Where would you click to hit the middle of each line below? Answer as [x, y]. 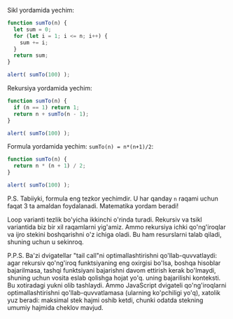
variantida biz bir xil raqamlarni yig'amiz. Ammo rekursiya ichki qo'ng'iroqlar [116, 226]
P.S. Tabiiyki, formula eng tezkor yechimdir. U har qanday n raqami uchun [113, 198]
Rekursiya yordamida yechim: [50, 88]
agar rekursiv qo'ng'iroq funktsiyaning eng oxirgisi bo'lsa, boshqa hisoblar [114, 263]
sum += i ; [34, 42]
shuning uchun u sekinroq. [45, 242]
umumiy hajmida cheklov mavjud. [55, 307]
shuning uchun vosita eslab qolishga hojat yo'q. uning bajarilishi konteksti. [114, 278]
